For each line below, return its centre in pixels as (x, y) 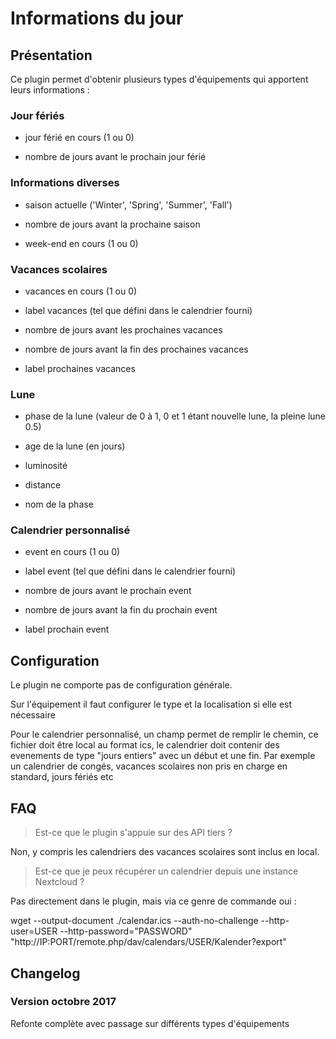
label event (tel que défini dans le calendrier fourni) (130, 571)
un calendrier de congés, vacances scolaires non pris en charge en (149, 766)
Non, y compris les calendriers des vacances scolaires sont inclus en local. (165, 852)
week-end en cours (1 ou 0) (81, 243)
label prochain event (67, 629)
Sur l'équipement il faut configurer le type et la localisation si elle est (151, 704)
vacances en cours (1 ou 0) (81, 291)
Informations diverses (65, 183)
